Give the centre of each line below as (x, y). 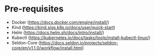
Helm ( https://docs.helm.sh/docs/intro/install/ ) (58, 32)
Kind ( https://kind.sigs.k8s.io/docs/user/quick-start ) (63, 27)
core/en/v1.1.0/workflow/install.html (47, 48)
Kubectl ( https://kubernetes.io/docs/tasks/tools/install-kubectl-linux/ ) (81, 38)
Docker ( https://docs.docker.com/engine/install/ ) (60, 22)
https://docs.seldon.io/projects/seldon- (79, 42)
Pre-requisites (34, 9)
